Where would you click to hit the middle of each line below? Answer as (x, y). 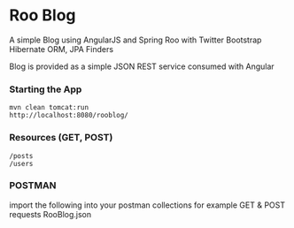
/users (21, 163)
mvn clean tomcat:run (49, 108)
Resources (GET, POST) (61, 138)
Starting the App (46, 89)
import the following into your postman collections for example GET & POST (147, 205)
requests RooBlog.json (50, 214)
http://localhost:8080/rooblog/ (69, 116)
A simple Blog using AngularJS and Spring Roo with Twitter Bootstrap (135, 40)
